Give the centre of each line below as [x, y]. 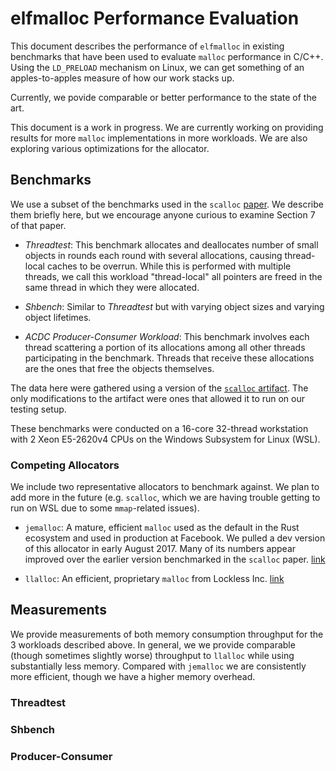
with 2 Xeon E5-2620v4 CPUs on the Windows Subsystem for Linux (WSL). [165, 439]
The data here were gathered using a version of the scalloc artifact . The [159, 388]
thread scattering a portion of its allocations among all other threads [165, 347]
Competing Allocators [65, 465]
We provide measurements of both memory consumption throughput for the [167, 634]
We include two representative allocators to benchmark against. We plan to [165, 487]
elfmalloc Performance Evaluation [155, 18]
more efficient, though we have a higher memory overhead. [133, 676]
